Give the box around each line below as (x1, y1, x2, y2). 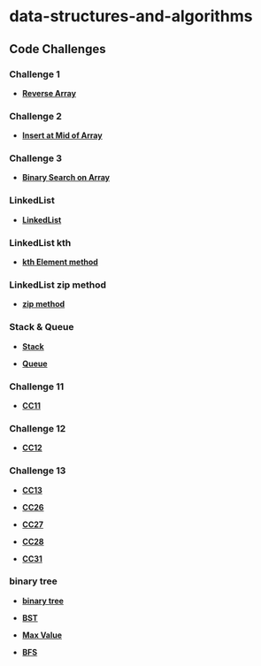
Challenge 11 (9, 380, 65, 393)
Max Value (21, 630, 63, 640)
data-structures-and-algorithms (9, 6, 254, 27)
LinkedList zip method (9, 279, 106, 291)
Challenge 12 (9, 422, 66, 434)
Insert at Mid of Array (21, 130, 104, 141)
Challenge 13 (9, 464, 66, 477)
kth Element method (21, 256, 99, 267)
